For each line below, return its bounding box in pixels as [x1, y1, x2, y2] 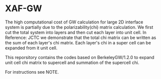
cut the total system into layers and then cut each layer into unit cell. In [5, 29, 147, 35]
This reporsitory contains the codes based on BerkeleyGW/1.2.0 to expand [5, 54, 155, 60]
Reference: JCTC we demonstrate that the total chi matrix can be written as [5, 35, 157, 40]
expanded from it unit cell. [5, 45, 57, 51]
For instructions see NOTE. [5, 69, 59, 75]
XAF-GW [5, 3, 42, 14]
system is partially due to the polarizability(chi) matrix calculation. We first [5, 24, 153, 30]
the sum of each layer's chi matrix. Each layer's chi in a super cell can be [5, 39, 151, 45]
